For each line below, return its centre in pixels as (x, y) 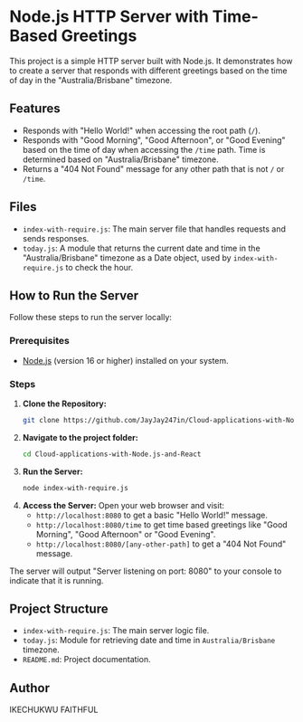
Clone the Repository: (64, 404)
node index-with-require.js (75, 488)
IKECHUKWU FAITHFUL (54, 710)
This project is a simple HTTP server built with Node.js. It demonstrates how (151, 61)
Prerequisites (39, 341)
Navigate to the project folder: (80, 437)
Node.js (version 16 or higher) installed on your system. (125, 360)
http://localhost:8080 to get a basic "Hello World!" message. (152, 515)
